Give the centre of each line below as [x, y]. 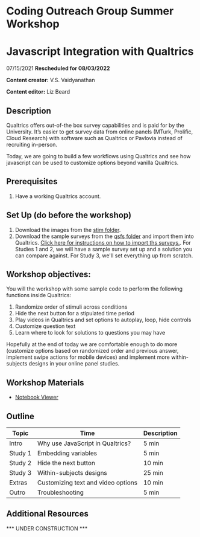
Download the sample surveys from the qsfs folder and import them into [104, 236]
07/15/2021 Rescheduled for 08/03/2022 [58, 68]
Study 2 [20, 463]
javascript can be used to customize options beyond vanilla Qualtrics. [92, 162]
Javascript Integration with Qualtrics [100, 52]
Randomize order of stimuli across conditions [71, 307]
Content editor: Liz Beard [38, 92]
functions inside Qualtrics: [39, 295]
